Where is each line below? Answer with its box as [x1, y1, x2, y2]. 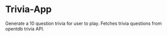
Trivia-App [5, 4, 52, 15]
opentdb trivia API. [5, 25, 44, 31]
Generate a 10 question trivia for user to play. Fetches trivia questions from [5, 20, 162, 26]
